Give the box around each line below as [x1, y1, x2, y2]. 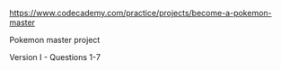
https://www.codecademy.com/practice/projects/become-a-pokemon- [9, 8, 272, 18]
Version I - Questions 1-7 [9, 52, 101, 62]
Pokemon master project [9, 35, 101, 45]
